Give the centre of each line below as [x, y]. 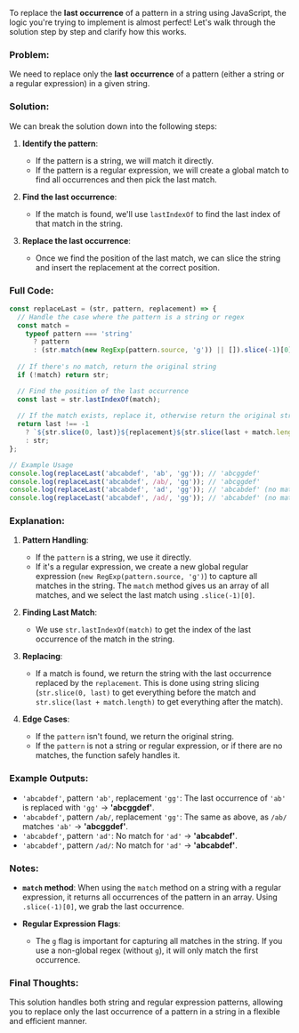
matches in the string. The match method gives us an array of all [152, 585]
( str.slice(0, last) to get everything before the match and [145, 692]
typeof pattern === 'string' [79, 334]
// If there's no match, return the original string [117, 367]
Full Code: [32, 290]
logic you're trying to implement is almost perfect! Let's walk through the [142, 22]
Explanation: [37, 521]
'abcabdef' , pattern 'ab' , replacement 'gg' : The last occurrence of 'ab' [154, 798]
